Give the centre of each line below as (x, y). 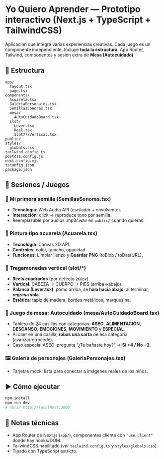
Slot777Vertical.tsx (35, 134)
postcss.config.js (24, 156)
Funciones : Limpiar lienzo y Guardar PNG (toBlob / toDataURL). (78, 255)
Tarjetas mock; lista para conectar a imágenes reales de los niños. (80, 371)
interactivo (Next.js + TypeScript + (78, 20)
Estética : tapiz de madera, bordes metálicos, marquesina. (72, 300)
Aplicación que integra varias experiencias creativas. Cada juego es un (78, 44)
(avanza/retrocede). (33, 340)
